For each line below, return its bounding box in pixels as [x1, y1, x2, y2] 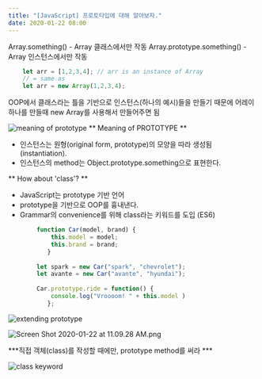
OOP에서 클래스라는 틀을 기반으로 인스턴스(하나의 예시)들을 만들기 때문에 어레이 [8, 98, 255, 107]
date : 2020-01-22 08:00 [8, 19, 87, 27]
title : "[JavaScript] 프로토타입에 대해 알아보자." [8, 11, 162, 20]
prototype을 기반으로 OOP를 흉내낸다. [19, 200, 139, 210]
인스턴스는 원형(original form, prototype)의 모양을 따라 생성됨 [19, 140, 212, 149]
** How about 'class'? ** [8, 174, 89, 183]
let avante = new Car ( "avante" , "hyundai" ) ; [36, 270, 186, 278]
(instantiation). [19, 148, 67, 159]
